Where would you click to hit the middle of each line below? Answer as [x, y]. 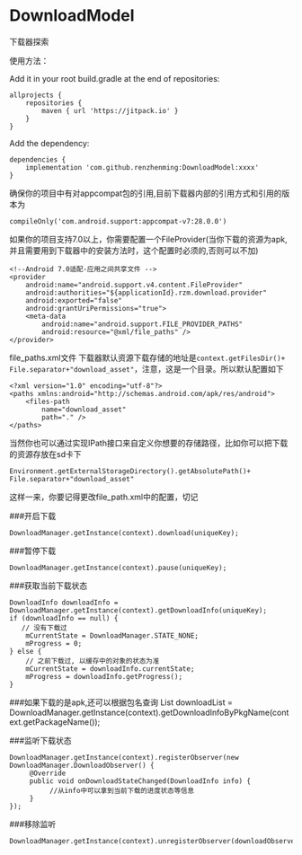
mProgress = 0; [54, 643]
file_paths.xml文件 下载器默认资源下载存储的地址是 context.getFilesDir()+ [147, 357]
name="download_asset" [84, 410]
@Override [48, 773]
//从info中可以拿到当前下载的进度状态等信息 [122, 790]
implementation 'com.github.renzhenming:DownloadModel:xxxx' [142, 167]
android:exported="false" [74, 300]
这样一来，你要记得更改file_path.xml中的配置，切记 [104, 497]
